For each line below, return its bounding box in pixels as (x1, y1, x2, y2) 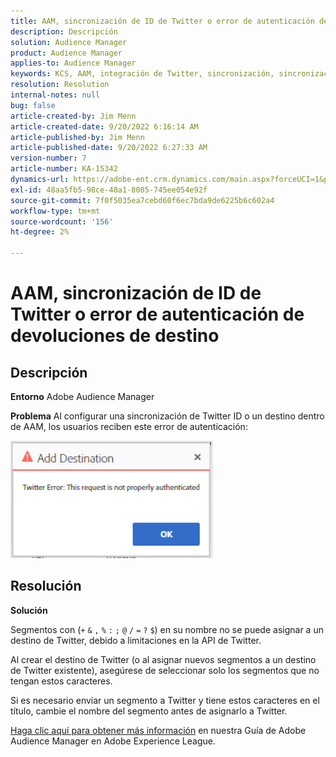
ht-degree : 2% (10, 227, 70, 237)
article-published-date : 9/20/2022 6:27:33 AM (10, 143, 208, 153)
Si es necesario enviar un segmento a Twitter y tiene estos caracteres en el (10, 694, 320, 706)
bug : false (10, 100, 56, 110)
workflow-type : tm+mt (10, 206, 101, 216)
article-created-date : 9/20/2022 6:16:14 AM (10, 121, 199, 132)
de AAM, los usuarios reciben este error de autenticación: (10, 421, 248, 432)
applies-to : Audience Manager (10, 58, 137, 69)
